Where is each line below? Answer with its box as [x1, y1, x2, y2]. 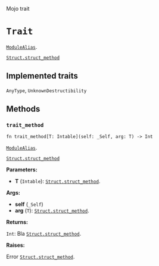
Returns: [6, 218, 29, 226]
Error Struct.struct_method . [6, 253, 75, 261]
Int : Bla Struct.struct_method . [6, 230, 82, 237]
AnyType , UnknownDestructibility [6, 86, 87, 94]
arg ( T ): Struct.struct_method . [14, 207, 89, 214]
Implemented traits [6, 71, 79, 81]
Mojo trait [6, 5, 30, 12]
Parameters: [6, 166, 38, 173]
